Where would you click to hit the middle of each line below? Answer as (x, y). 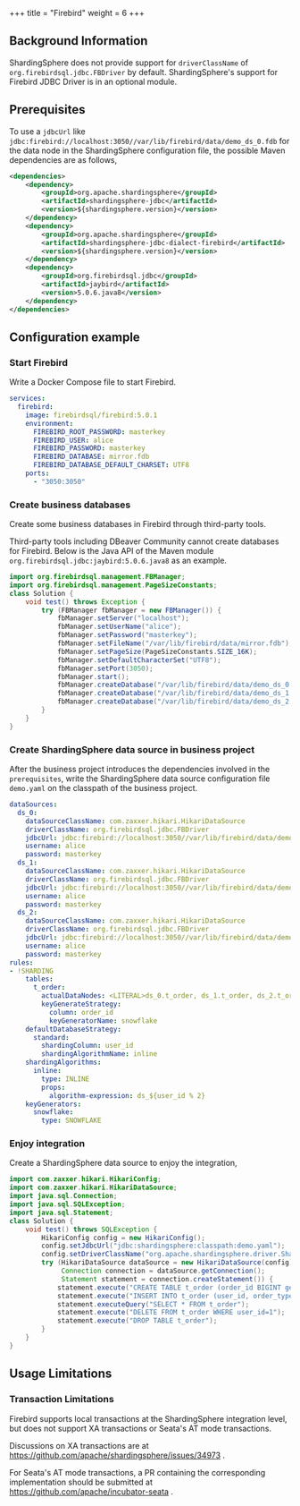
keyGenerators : (54, 1104)
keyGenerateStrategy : (82, 1004)
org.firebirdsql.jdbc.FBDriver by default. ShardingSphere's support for (144, 72)
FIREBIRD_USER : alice (73, 440)
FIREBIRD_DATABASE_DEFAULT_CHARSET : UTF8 (111, 465)
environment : (50, 423)
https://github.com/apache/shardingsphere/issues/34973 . (117, 1455)
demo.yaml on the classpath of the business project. (104, 788)
